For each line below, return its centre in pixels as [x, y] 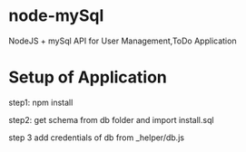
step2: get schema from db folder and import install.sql [111, 119]
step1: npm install [41, 102]
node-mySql [56, 16]
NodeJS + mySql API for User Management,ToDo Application [123, 41]
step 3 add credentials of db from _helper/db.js [97, 138]
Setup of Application [88, 77]
